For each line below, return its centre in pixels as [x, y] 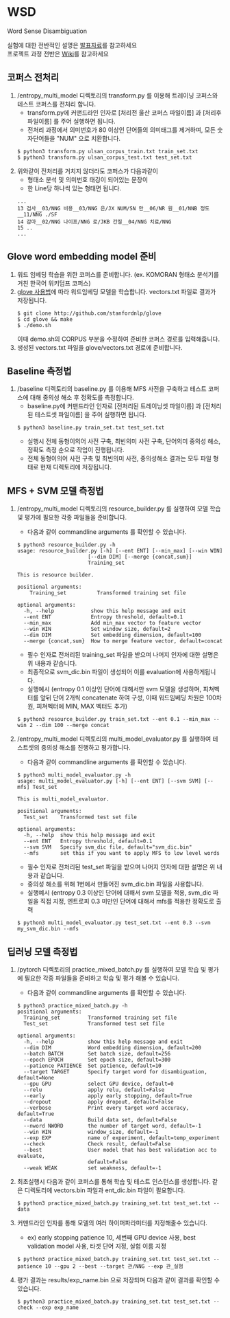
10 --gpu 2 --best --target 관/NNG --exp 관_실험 [114, 1266]
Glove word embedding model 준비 [82, 257]
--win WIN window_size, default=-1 [91, 1132]
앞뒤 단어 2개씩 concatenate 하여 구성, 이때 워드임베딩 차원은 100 [128, 697]
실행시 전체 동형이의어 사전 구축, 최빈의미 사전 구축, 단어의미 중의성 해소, [124, 441]
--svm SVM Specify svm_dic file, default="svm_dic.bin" [108, 847]
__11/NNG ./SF [37, 214]
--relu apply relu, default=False [94, 1090]
